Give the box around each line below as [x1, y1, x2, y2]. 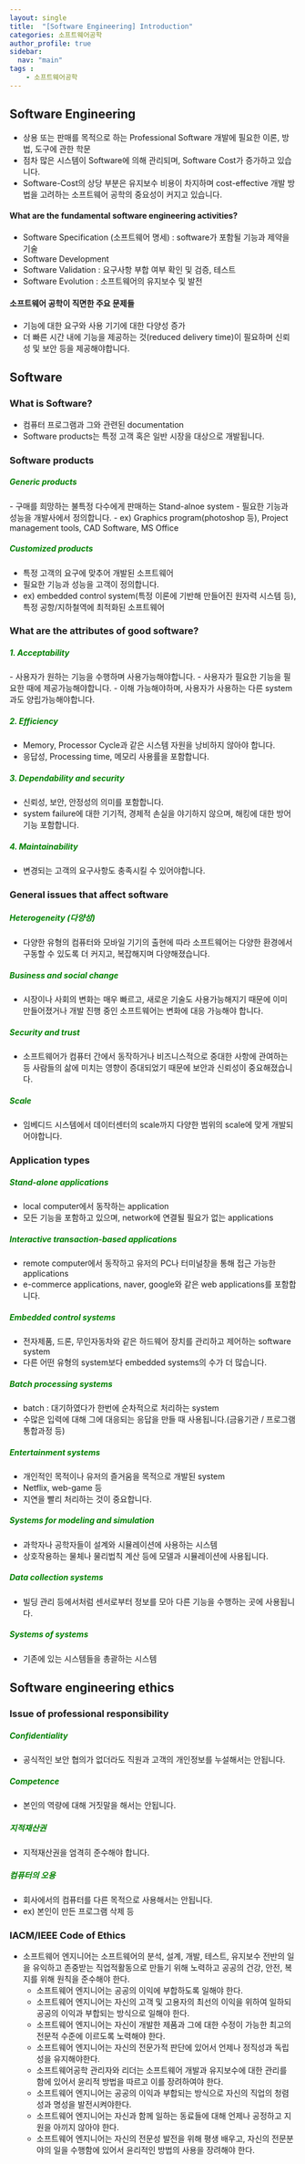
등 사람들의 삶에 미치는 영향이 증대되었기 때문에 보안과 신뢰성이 [22, 1062, 247, 1073]
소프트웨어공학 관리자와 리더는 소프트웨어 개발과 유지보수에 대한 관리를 [36, 2065, 288, 2076]
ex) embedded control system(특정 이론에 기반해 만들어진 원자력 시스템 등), [22, 590, 297, 601]
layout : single [9, 13, 67, 23]
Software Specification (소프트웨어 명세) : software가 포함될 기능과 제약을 [22, 232, 290, 243]
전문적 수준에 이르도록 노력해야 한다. [36, 2031, 166, 2042]
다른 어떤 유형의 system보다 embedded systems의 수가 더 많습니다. [22, 1356, 267, 1368]
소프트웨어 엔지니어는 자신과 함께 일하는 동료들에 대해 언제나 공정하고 [36, 2110, 282, 2121]
